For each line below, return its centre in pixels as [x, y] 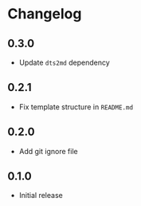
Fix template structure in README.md [76, 107]
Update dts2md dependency [64, 62]
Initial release [41, 196]
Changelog [45, 14]
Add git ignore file [48, 151]
